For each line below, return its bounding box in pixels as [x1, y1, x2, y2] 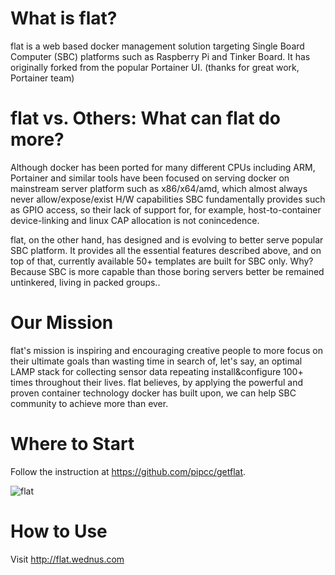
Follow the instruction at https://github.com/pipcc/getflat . [10, 465, 247, 477]
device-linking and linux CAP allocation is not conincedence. [10, 214, 260, 226]
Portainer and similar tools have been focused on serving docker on [10, 172, 290, 184]
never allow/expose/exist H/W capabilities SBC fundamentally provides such [10, 193, 326, 205]
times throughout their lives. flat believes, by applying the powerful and [10, 376, 303, 388]
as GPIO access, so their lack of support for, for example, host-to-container [10, 203, 322, 216]
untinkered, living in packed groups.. [10, 276, 161, 288]
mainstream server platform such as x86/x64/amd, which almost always [10, 182, 308, 194]
